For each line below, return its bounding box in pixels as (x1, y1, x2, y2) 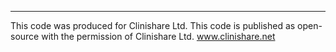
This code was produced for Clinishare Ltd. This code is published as (10, 20, 296, 31)
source (10, 31, 40, 42)
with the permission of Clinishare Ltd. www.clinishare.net (41, 31, 276, 42)
